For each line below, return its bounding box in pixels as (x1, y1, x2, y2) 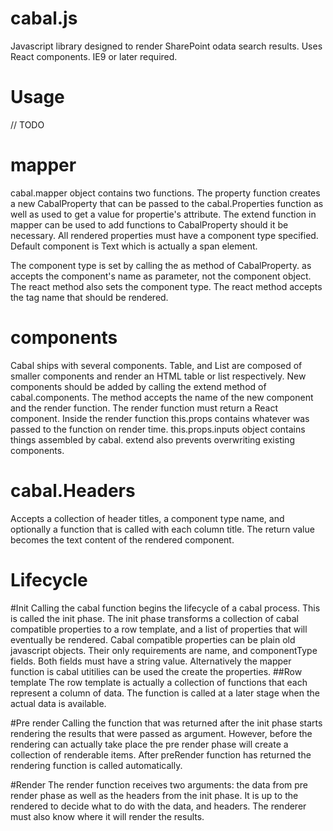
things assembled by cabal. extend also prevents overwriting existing (10, 433, 295, 446)
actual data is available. (10, 697, 107, 709)
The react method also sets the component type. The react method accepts (10, 280, 323, 292)
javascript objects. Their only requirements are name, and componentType (10, 644, 318, 656)
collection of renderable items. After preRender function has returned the (10, 748, 312, 761)
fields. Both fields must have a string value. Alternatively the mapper (10, 655, 292, 667)
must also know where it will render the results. (10, 810, 205, 822)
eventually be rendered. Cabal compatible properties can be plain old (10, 633, 296, 646)
